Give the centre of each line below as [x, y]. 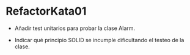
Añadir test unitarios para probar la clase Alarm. [75, 28]
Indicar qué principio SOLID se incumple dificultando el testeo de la [99, 40]
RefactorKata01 [46, 11]
